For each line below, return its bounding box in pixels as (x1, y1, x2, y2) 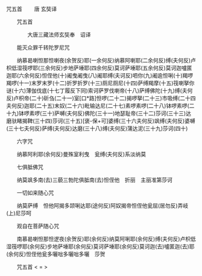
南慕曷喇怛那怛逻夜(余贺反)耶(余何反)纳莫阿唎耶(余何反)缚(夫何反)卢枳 (16, 235, 191, 242)
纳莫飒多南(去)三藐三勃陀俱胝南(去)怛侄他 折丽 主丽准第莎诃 (16, 176, 173, 183)
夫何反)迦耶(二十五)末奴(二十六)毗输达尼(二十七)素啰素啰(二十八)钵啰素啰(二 (6, 102, 195, 109)
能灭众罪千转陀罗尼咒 (16, 44, 70, 51)
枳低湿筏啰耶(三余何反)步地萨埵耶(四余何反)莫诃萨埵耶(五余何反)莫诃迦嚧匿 (6, 64, 192, 71)
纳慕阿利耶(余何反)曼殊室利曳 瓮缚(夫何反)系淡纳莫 (16, 151, 147, 157)
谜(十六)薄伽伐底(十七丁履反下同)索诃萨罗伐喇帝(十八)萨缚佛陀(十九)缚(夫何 (6, 87, 193, 94)
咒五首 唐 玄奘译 (6, 5, 57, 12)
